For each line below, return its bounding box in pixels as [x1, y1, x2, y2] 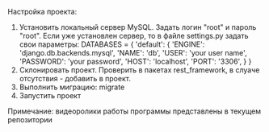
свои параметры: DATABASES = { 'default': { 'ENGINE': [19, 39, 205, 49]
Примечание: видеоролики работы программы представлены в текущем [7, 106, 262, 116]
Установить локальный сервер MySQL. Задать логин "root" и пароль [19, 23, 257, 31]
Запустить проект [19, 91, 82, 100]
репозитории [7, 115, 53, 124]
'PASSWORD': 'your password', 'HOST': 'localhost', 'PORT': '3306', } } [19, 56, 252, 66]
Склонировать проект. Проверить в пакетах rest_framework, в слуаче [19, 65, 260, 75]
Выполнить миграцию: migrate [19, 82, 125, 92]
